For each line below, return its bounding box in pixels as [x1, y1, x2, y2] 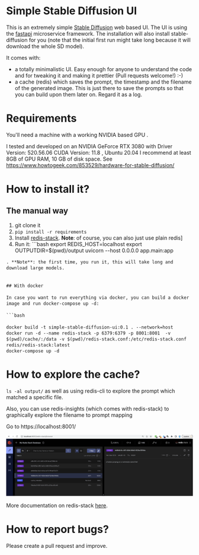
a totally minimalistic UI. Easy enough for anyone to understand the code [14, 65, 192, 72]
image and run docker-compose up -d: [6, 301, 99, 307]
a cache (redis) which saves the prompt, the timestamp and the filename [14, 78, 192, 85]
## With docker [6, 283, 44, 289]
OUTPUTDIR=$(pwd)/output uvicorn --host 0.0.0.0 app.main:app [14, 247, 174, 254]
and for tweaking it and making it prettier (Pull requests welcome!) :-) [14, 72, 184, 79]
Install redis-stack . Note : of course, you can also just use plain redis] [14, 234, 183, 241]
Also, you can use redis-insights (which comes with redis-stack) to [6, 405, 169, 412]
